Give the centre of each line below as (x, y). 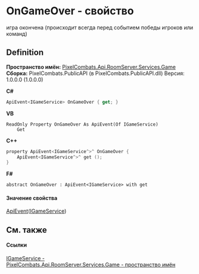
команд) (17, 33)
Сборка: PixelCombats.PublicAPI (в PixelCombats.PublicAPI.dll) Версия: (95, 73)
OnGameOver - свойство (70, 11)
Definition (25, 53)
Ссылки (17, 245)
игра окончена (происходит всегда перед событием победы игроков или (100, 27)
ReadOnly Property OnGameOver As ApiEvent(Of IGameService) (83, 124)
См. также (27, 230)
